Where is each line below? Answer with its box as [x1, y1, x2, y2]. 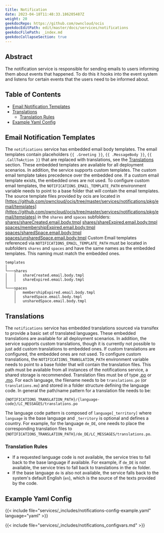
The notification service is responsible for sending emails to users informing [5, 66, 159, 72]
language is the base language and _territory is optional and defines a [5, 415, 149, 421]
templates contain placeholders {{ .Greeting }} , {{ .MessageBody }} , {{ [5, 152, 152, 158]
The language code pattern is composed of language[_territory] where [5, 410, 152, 416]
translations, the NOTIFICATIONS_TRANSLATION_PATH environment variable [5, 356, 149, 362]
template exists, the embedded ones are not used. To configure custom [5, 178, 150, 184]
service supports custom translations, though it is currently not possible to [5, 341, 156, 346]
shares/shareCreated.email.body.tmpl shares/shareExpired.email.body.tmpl [5, 219, 158, 225]
